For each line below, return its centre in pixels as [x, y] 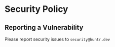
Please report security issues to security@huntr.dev [57, 39]
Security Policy [37, 9]
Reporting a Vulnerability [44, 27]
